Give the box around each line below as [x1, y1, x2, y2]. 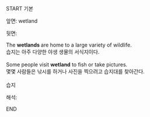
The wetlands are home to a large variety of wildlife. [6, 41, 132, 48]
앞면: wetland [6, 17, 38, 24]
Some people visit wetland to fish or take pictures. [6, 61, 128, 68]
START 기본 [6, 5, 34, 12]
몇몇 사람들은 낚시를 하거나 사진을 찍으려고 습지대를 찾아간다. [6, 68, 145, 75]
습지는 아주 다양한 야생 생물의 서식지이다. [6, 48, 100, 55]
